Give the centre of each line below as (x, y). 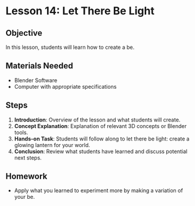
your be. (24, 197)
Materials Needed (39, 66)
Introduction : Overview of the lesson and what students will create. (97, 120)
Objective (24, 33)
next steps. (28, 157)
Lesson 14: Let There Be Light (80, 11)
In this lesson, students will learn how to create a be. (70, 47)
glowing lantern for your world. (52, 145)
